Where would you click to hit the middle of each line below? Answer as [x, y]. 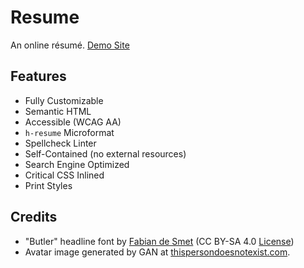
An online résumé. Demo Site [70, 45]
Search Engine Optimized [77, 164]
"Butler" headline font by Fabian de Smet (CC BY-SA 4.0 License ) [159, 241]
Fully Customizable [64, 100]
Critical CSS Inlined [64, 175]
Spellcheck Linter [60, 143]
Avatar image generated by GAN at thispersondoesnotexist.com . [157, 252]
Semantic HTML [58, 111]
